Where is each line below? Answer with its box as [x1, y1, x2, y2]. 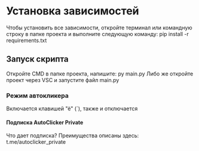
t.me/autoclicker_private [6, 138, 66, 146]
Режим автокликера [6, 91, 69, 99]
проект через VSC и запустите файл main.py [6, 76, 120, 83]
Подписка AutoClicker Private [6, 119, 84, 126]
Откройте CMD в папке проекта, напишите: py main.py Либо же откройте [6, 70, 194, 77]
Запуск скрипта [6, 54, 69, 64]
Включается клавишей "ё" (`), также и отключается [6, 105, 138, 112]
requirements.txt [6, 37, 47, 44]
